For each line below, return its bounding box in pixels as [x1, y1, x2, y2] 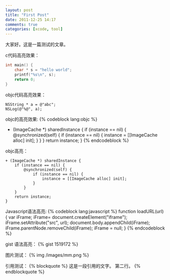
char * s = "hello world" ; [14, 67, 72, 72]
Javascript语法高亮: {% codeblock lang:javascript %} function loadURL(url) [5, 208, 164, 214]
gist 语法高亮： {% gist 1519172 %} [5, 241, 78, 247]
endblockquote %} [5, 268, 45, 275]
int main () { [5, 63, 33, 68]
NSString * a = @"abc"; [5, 102, 56, 107]
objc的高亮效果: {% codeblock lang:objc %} [5, 116, 98, 122]
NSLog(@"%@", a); [5, 106, 42, 111]
